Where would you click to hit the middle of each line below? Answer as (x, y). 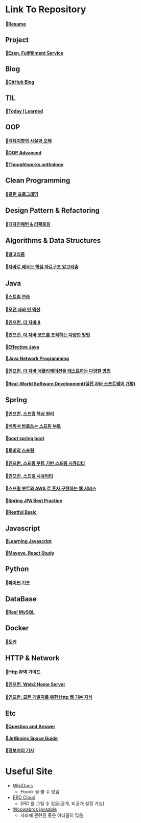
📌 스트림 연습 (18, 297)
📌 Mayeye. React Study (30, 553)
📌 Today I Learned (24, 111)
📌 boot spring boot (25, 438)
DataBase (21, 599)
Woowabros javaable (35, 809)
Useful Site (29, 772)
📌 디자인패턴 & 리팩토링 (28, 224)
